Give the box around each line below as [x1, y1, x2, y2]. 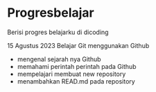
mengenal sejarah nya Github [17, 54, 102, 63]
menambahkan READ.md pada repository [17, 77, 135, 85]
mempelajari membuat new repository [17, 70, 126, 78]
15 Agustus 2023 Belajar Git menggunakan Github [7, 41, 150, 49]
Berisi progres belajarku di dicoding [7, 28, 109, 36]
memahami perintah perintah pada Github [17, 62, 137, 70]
